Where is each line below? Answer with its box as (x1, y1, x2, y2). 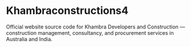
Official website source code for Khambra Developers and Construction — (6, 23, 186, 30)
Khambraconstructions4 (6, 4, 129, 17)
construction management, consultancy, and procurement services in (6, 29, 174, 36)
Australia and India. (6, 35, 53, 42)
